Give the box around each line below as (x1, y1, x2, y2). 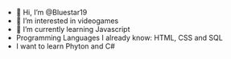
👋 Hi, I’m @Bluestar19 (15, 8, 88, 17)
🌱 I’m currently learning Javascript (15, 25, 130, 33)
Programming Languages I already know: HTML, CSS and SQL (15, 33, 223, 42)
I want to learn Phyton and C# (15, 41, 115, 51)
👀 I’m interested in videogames (15, 16, 119, 26)
